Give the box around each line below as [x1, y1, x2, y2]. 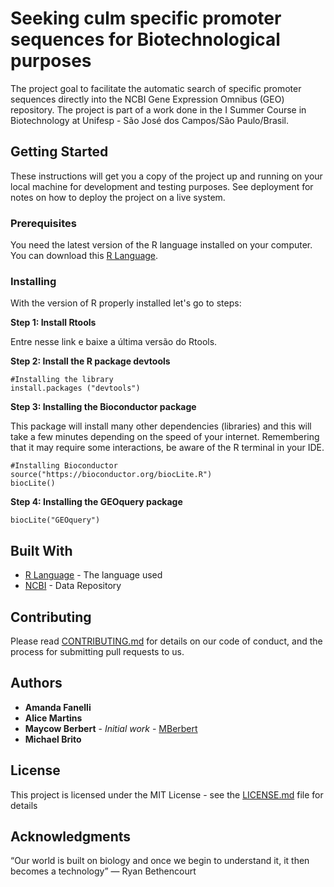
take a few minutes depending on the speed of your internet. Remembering [10, 431, 320, 443]
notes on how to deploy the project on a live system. [10, 191, 226, 203]
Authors [10, 675, 63, 692]
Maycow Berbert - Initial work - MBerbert [24, 722, 198, 734]
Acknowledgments [10, 828, 132, 845]
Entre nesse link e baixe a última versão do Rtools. [10, 336, 218, 348]
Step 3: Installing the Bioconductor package [10, 401, 197, 413]
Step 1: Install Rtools [10, 317, 97, 329]
